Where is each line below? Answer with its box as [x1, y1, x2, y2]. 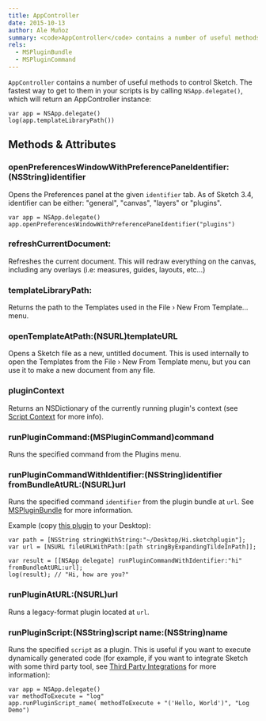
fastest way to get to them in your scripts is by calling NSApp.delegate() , [8, 85, 243, 95]
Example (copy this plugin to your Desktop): [8, 521, 151, 530]
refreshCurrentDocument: [8, 238, 112, 249]
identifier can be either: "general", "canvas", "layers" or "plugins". [8, 198, 222, 207]
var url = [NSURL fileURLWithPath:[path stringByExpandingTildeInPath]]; [8, 543, 257, 551]
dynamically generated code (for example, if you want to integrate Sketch [8, 653, 248, 662]
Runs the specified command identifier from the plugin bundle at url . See [8, 497, 255, 507]
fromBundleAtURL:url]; [8, 564, 83, 572]
